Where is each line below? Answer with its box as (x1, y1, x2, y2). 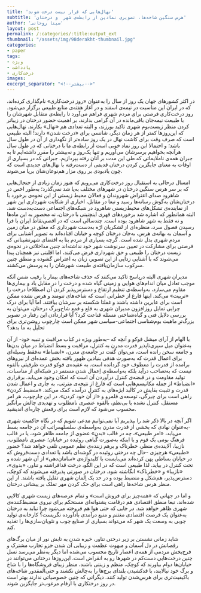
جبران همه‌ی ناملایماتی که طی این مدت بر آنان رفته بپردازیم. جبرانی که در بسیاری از (7, 155, 193, 161)
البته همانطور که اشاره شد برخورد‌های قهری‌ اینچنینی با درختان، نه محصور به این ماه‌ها (7, 210, 196, 218)
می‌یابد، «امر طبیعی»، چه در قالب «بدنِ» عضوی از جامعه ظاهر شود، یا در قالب (7, 430, 182, 436)
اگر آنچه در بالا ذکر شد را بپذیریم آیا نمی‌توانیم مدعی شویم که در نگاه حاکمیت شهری (7, 417, 192, 424)
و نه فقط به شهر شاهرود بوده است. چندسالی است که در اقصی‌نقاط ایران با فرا (7, 217, 184, 224)
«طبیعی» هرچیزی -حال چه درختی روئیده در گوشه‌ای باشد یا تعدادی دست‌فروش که (7, 449, 190, 456)
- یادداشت (7, 64, 32, 71)
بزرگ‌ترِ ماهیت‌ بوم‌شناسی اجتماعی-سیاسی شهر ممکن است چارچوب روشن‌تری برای (7, 317, 194, 325)
